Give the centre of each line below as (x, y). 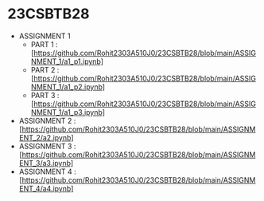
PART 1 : (44, 44)
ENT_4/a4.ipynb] (46, 188)
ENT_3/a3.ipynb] (46, 163)
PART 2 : (45, 69)
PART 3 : (45, 95)
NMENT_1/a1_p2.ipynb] (68, 87)
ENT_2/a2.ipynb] (46, 137)
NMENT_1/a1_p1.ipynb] (67, 61)
